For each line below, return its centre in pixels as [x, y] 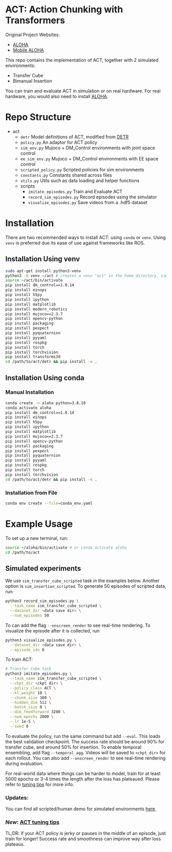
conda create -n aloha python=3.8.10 [46, 403]
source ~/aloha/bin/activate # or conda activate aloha [66, 548]
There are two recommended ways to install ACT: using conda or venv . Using [85, 237]
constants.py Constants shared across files [66, 175]
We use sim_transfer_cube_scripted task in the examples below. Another [82, 581]
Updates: [17, 797]
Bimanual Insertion [32, 81]
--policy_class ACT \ [33, 688]
